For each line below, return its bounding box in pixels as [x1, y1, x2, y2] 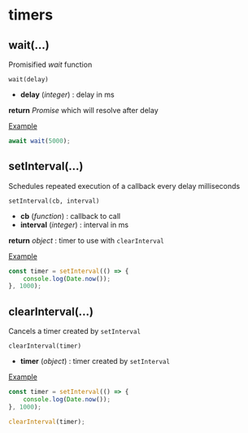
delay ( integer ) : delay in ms [20, 90, 115, 99]
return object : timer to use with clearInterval [8, 235, 164, 245]
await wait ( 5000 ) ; [8, 137, 71, 145]
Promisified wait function [8, 59, 93, 69]
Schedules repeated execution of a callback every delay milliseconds [8, 181, 241, 190]
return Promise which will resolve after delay [8, 106, 159, 115]
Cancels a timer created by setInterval [8, 326, 141, 336]
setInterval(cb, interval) [8, 197, 100, 205]
